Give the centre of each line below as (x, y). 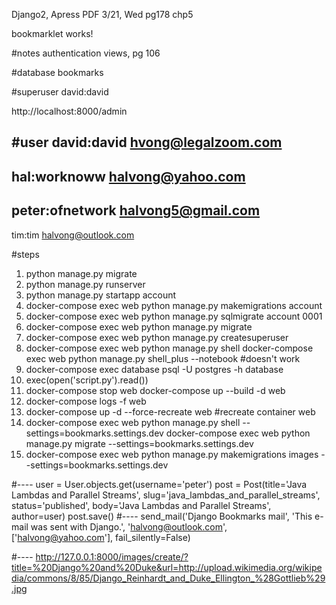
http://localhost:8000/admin (69, 111)
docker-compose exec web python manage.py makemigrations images (172, 454)
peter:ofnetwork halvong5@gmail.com (136, 210)
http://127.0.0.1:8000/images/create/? (112, 556)
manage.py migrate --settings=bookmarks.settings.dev (139, 443)
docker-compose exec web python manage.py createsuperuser (157, 337)
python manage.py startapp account (101, 295)
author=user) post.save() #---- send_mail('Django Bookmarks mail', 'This (162, 516)
